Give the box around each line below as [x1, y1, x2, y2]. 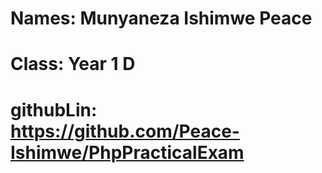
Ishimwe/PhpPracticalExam [10, 141, 245, 164]
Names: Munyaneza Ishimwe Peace [10, 7, 313, 30]
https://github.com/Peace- [10, 120, 240, 142]
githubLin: [10, 98, 98, 121]
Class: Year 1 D [10, 53, 136, 76]
